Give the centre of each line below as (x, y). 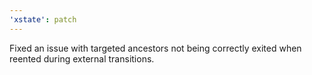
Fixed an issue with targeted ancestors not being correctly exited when (155, 48)
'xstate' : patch (43, 19)
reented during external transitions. (82, 58)
